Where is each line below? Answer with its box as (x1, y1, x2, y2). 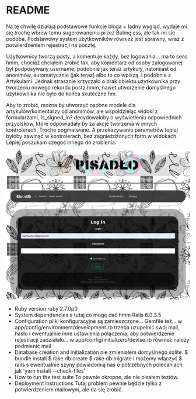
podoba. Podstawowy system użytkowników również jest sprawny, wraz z (6, 35, 184, 42)
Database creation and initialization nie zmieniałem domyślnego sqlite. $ (14, 349, 188, 356)
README (6, 4, 50, 17)
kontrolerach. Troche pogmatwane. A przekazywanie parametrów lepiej (6, 126, 178, 133)
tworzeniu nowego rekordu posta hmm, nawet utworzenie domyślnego (6, 84, 176, 91)
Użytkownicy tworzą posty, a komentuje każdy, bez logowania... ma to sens (6, 53, 188, 60)
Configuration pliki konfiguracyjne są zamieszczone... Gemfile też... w (14, 318, 183, 325)
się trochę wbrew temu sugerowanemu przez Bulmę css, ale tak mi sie (6, 29, 176, 36)
